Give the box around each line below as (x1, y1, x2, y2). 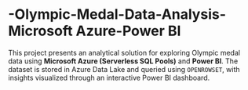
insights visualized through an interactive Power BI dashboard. (8, 73, 210, 82)
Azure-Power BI (75, 22, 181, 40)
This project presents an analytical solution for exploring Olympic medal (8, 48, 241, 57)
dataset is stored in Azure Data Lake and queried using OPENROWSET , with (8, 64, 240, 74)
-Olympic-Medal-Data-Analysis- (8, 5, 226, 23)
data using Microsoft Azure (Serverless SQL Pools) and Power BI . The (8, 56, 239, 66)
